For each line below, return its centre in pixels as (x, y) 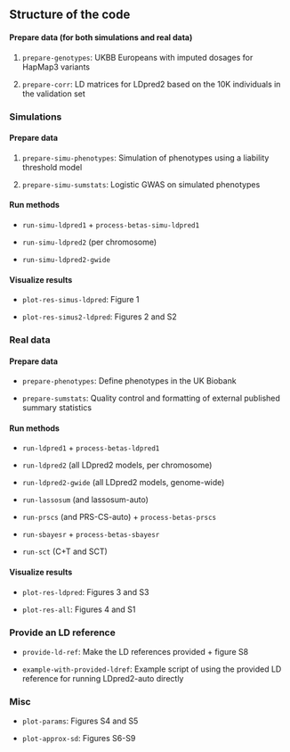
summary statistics (56, 408)
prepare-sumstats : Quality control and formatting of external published (151, 398)
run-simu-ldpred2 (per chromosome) (89, 242)
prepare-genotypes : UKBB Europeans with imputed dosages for (137, 57)
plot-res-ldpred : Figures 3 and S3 (85, 591)
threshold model (52, 167)
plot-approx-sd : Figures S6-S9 (79, 739)
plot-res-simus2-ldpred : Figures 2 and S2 (99, 317)
